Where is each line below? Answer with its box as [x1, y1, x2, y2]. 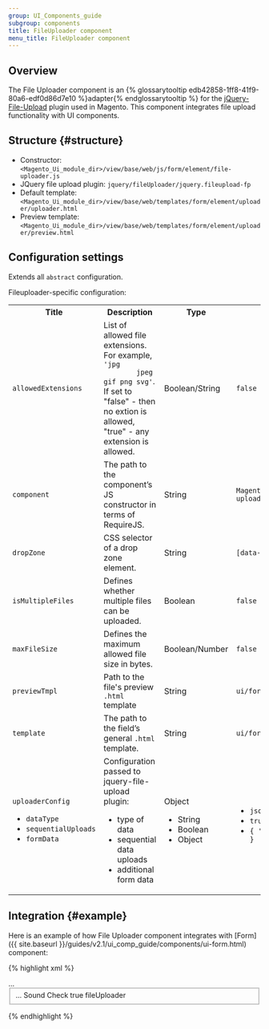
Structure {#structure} [8, 134, 124, 148]
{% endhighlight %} [8, 1011, 74, 1021]
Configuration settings [8, 250, 124, 265]
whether [103, 585, 135, 596]
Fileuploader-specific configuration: [8, 287, 126, 297]
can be [103, 605, 130, 616]
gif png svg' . [103, 375, 155, 387]
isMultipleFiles [12, 596, 74, 606]
